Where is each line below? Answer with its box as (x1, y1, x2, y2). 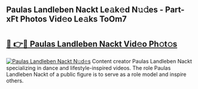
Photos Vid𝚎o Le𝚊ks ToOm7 (20, 14, 127, 24)
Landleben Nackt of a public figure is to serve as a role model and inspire (6, 71, 187, 78)
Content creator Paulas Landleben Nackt (92, 58, 193, 65)
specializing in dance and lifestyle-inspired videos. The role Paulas (6, 65, 171, 71)
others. (6, 77, 24, 84)
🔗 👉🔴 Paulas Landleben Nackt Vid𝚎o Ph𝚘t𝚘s (6, 39, 178, 49)
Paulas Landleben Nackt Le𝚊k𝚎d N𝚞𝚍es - (6, 5, 164, 15)
